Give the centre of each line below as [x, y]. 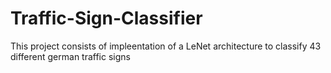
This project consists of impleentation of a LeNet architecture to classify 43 [166, 46]
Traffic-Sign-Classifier [106, 18]
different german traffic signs [70, 56]
